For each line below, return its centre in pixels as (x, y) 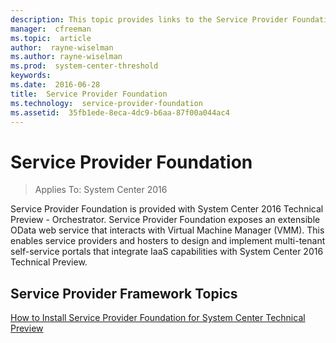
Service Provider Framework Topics (124, 293)
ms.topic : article (51, 38)
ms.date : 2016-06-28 (55, 85)
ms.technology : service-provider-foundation (106, 103)
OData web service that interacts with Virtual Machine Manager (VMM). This (167, 230)
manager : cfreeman (51, 29)
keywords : (31, 76)
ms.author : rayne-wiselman (66, 57)
